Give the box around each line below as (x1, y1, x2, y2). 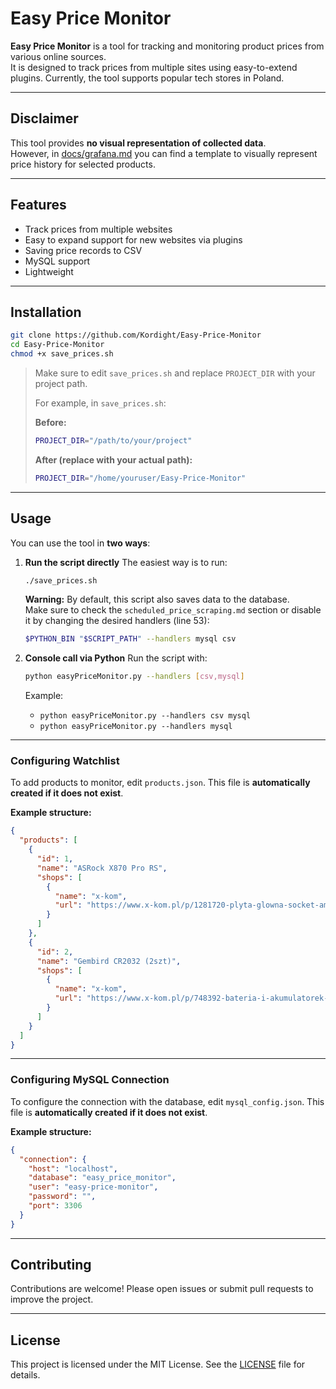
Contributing (10, 1257, 92, 1274)
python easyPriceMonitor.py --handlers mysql (39, 722, 233, 732)
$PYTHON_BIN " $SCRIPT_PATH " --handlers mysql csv (24, 634, 237, 644)
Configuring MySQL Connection (10, 1073, 170, 1087)
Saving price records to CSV (24, 244, 143, 256)
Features (10, 197, 67, 214)
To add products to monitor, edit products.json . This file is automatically (10, 777, 311, 789)
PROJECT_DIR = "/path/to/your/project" (34, 436, 193, 446)
